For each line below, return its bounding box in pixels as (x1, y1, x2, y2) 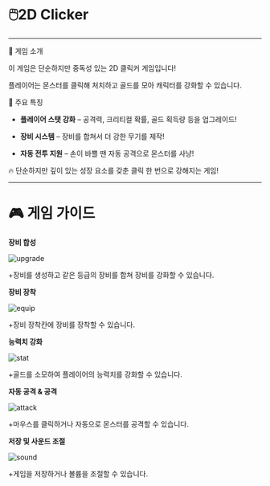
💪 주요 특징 (8, 97, 43, 107)
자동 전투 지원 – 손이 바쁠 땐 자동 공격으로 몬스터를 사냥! (19, 149, 194, 158)
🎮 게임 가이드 (8, 205, 96, 223)
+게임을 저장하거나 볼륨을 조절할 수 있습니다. (8, 468, 149, 478)
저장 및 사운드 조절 (8, 436, 66, 446)
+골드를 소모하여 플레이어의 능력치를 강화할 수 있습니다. (8, 370, 183, 379)
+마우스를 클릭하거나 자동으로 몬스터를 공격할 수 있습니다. (8, 419, 189, 429)
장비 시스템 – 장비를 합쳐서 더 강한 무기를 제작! (19, 131, 165, 141)
